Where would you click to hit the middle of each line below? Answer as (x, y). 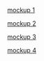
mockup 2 (22, 23)
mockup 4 (22, 50)
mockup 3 (22, 37)
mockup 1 (21, 10)
